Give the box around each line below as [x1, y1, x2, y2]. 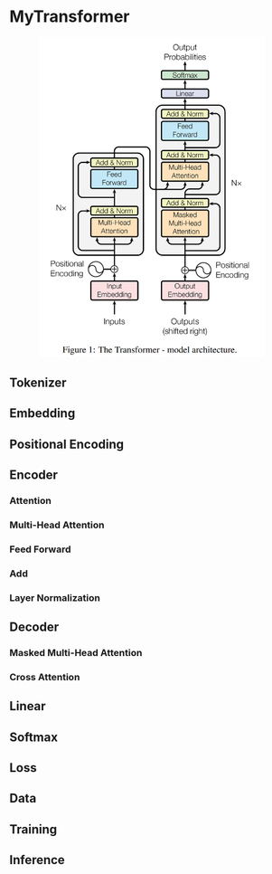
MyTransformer [9, 6, 130, 27]
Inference [9, 852, 65, 868]
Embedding [9, 405, 76, 422]
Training [9, 822, 58, 837]
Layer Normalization [9, 591, 101, 603]
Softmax [9, 729, 59, 745]
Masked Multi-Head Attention [9, 646, 143, 659]
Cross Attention [9, 670, 80, 683]
